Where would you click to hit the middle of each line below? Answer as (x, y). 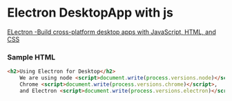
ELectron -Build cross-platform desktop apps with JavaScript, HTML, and (112, 32)
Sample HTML (31, 57)
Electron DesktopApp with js (90, 13)
